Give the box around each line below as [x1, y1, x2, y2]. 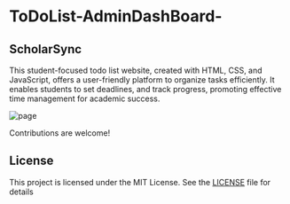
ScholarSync [9, 42, 82, 57]
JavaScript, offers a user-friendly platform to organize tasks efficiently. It [9, 75, 275, 85]
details [9, 186, 34, 197]
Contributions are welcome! [9, 128, 111, 138]
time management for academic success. [9, 93, 161, 104]
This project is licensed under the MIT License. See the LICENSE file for [9, 177, 271, 187]
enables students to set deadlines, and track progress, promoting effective [9, 84, 282, 94]
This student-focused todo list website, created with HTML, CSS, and [9, 65, 263, 75]
